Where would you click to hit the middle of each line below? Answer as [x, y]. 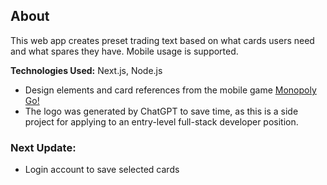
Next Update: [43, 147]
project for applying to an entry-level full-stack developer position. [161, 121]
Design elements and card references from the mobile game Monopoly [170, 90]
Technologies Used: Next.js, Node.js [86, 70]
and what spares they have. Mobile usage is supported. [124, 51]
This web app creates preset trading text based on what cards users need [162, 40]
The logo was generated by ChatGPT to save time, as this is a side [161, 111]
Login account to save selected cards [102, 170]
